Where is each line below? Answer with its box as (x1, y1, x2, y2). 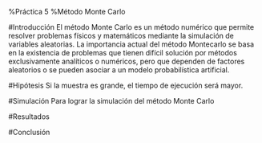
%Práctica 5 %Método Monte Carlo (8, 7, 126, 16)
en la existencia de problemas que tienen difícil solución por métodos (8, 48, 238, 57)
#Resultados (8, 112, 50, 121)
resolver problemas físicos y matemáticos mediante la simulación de (8, 31, 234, 40)
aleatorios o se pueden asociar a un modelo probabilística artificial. (8, 65, 230, 75)
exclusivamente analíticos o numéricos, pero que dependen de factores (8, 56, 245, 66)
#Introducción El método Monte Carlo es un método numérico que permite (8, 22, 255, 31)
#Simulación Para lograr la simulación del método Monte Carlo (8, 96, 215, 105)
